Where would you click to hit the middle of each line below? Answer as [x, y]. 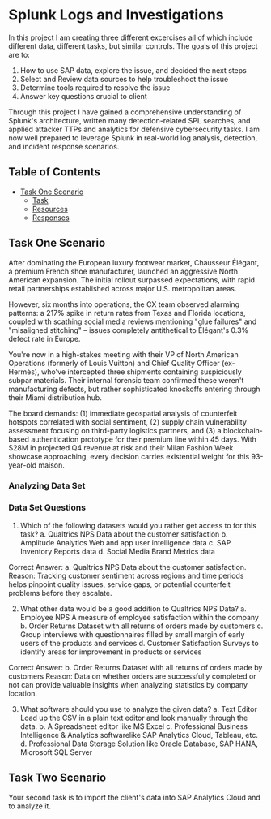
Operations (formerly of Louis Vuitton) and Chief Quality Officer [114, 363]
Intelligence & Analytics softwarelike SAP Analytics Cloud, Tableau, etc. [139, 735]
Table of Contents [55, 172]
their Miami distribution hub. [55, 397]
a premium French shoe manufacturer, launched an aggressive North [123, 271]
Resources [50, 209]
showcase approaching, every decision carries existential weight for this [129, 456]
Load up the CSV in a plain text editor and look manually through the [134, 718]
